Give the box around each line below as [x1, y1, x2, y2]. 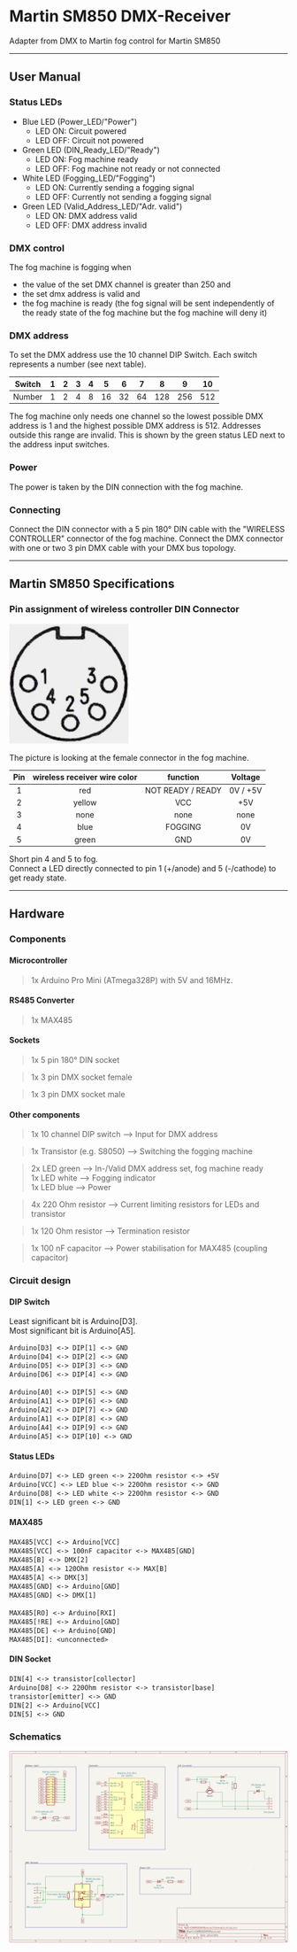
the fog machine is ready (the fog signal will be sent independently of [21, 298, 275, 308]
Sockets [9, 1034, 41, 1046]
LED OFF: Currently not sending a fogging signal [34, 191, 212, 202]
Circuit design [9, 1274, 72, 1287]
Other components [9, 1109, 80, 1119]
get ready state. [9, 872, 67, 883]
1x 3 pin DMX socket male [30, 1088, 126, 1099]
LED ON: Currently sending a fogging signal [34, 182, 194, 192]
